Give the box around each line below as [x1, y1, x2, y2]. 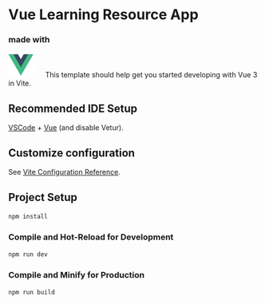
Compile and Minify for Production [8, 269, 145, 280]
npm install [8, 212, 48, 220]
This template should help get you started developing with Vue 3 [45, 70, 258, 80]
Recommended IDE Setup [8, 101, 138, 115]
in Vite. [8, 78, 32, 89]
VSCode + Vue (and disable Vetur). [8, 123, 124, 132]
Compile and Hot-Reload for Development [8, 231, 174, 243]
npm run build [8, 289, 56, 297]
